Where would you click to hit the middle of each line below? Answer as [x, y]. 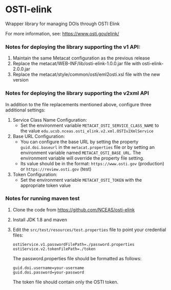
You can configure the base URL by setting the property [79, 142]
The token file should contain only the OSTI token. [66, 282]
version [21, 80]
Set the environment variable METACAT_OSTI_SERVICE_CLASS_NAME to [90, 125]
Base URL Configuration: [39, 136]
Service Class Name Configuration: [50, 120]
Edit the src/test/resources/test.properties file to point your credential [89, 229]
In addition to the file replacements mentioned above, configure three [79, 104]
